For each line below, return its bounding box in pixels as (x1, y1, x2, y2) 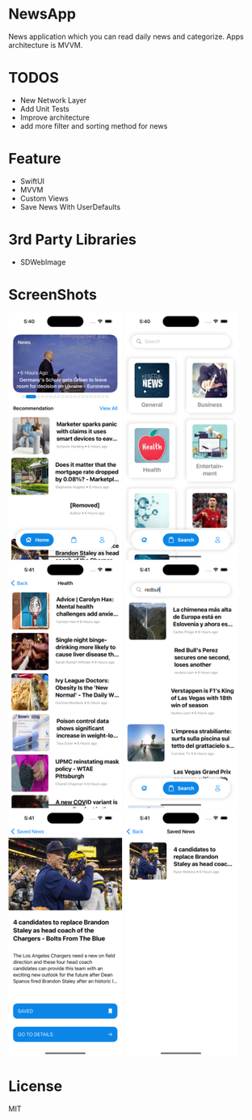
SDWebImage (19, 257, 66, 267)
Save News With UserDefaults (19, 202, 121, 211)
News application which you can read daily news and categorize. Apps (8, 32, 244, 41)
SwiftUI (19, 176, 45, 186)
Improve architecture (19, 112, 90, 122)
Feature (8, 150, 61, 168)
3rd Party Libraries (8, 231, 137, 248)
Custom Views (19, 193, 69, 203)
